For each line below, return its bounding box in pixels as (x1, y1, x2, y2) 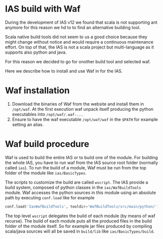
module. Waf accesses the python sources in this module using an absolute (5, 190, 156, 195)
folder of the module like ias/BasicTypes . (5, 170, 87, 176)
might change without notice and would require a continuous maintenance (5, 39, 154, 45)
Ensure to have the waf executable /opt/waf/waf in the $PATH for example (12, 116, 158, 122)
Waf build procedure (5, 139, 90, 149)
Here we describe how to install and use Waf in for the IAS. (5, 68, 123, 74)
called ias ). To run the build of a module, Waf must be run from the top (5, 164, 147, 170)
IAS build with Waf (5, 3, 81, 15)
